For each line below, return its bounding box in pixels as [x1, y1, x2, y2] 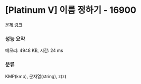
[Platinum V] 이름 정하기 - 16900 [5, 4, 137, 16]
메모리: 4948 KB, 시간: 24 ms [5, 47, 63, 53]
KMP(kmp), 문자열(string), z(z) [5, 73, 67, 79]
